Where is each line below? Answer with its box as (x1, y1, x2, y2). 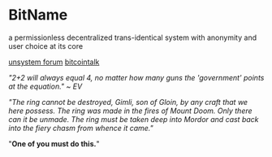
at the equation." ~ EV (8, 81, 83, 91)
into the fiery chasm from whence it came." (8, 123, 153, 133)
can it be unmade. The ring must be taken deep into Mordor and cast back (8, 114, 259, 124)
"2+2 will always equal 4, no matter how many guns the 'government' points (8, 72, 265, 82)
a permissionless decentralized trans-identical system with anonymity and (8, 33, 257, 42)
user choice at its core (8, 41, 84, 50)
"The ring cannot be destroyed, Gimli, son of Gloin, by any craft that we (8, 97, 248, 107)
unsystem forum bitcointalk (8, 57, 100, 67)
